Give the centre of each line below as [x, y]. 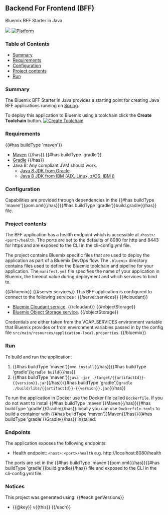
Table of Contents [28, 44]
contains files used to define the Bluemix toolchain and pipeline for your [79, 266]
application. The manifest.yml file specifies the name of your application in [82, 271]
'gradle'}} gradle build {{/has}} [44, 372]
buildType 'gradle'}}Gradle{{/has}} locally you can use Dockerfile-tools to [82, 408]
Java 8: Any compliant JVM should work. [55, 165]
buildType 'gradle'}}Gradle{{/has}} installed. [51, 419]
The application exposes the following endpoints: [56, 443]
